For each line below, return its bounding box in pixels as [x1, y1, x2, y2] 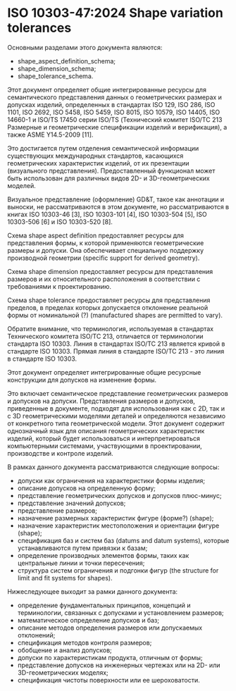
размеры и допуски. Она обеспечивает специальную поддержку [7, 246, 204, 254]
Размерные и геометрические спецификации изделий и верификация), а [7, 123, 228, 131]
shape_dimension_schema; [17, 64, 97, 73]
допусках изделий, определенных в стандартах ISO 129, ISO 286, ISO [7, 100, 216, 108]
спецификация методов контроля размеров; [17, 638, 152, 647]
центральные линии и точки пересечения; [17, 559, 145, 567]
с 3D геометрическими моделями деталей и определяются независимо [7, 411, 226, 420]
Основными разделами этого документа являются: [7, 43, 163, 51]
